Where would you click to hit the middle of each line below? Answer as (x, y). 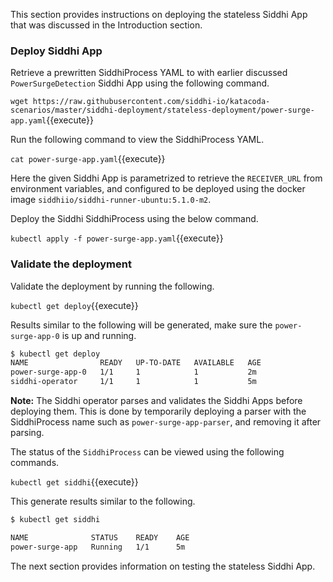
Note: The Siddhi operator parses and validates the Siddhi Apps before (156, 401)
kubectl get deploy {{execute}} (74, 305)
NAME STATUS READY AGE (100, 537)
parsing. (27, 433)
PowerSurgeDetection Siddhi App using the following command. (140, 83)
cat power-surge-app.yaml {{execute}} (88, 159)
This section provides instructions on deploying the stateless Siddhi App (159, 14)
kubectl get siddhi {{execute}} (74, 482)
